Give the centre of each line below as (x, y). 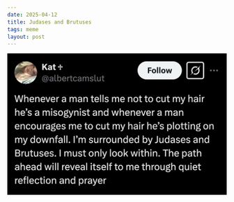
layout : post (26, 37)
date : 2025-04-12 (32, 15)
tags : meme (23, 29)
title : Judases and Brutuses (49, 22)
